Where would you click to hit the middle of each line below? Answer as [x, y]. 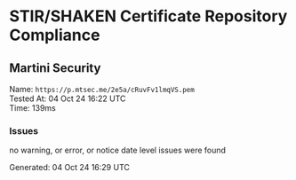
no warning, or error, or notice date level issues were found [118, 150]
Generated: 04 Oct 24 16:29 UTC [70, 168]
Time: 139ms [32, 108]
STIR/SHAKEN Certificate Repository [148, 16]
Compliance [55, 35]
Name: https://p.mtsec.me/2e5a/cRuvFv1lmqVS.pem [102, 89]
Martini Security [55, 68]
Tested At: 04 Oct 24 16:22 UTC [68, 98]
